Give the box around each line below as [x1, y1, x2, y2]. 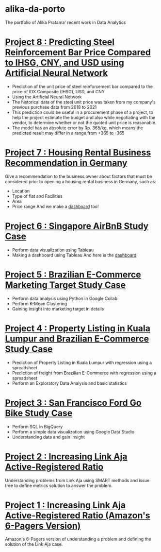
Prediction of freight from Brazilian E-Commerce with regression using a [12, 370, 157, 376]
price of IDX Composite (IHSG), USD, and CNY [12, 88, 105, 94]
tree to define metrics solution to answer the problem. [5, 483, 113, 488]
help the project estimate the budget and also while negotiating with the [12, 114, 156, 120]
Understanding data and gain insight [12, 434, 85, 440]
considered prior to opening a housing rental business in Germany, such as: [5, 178, 156, 184]
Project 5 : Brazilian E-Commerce [5, 269, 142, 280]
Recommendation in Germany [5, 157, 128, 169]
